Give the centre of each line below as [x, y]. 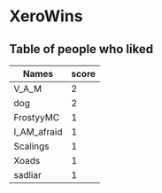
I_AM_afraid [38, 132]
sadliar [27, 175]
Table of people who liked [81, 49]
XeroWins [46, 16]
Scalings [32, 146]
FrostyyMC [37, 117]
